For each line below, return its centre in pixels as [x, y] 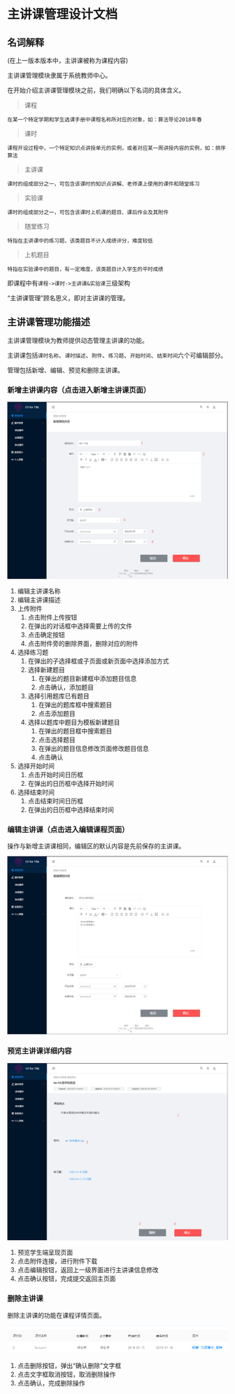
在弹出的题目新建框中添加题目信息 [87, 679]
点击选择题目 [57, 740]
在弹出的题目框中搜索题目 [75, 731]
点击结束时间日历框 [56, 801]
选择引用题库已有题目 [58, 696]
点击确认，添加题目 [66, 687]
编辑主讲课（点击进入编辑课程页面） [68, 830]
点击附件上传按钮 [52, 617]
